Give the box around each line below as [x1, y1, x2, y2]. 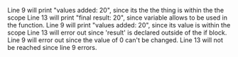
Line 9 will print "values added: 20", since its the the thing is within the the [7, 6, 225, 14]
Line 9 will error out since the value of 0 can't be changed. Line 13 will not [7, 36, 224, 44]
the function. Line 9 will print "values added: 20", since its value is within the [7, 21, 231, 29]
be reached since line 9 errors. [7, 44, 97, 51]
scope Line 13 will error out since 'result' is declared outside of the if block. [7, 28, 227, 37]
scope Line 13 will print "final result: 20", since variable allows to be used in [7, 13, 227, 22]
